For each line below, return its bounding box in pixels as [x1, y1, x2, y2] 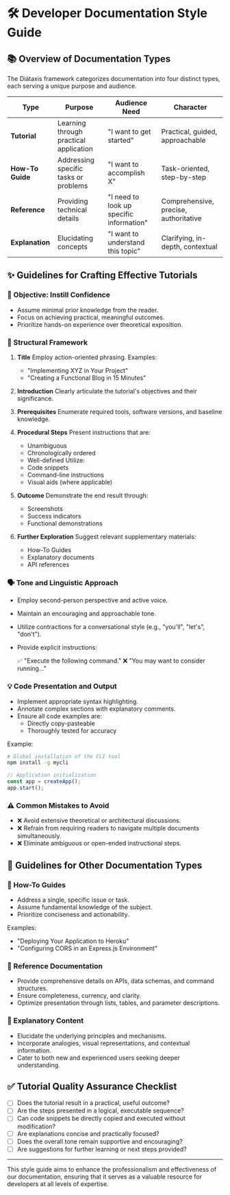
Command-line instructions [27, 470, 105, 479]
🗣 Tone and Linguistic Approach [7, 578, 118, 587]
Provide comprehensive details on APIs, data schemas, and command [16, 977, 214, 986]
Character [173, 102, 207, 112]
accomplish [107, 168, 145, 177]
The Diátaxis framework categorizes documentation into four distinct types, [7, 75, 220, 82]
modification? [16, 1122, 56, 1130]
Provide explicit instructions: [16, 644, 97, 652]
